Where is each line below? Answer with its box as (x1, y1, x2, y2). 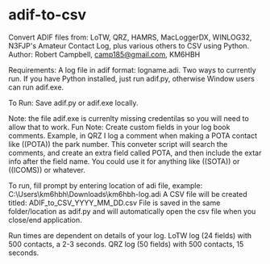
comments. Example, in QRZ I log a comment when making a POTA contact (8, 131, 258, 140)
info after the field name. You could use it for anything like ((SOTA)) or (8, 156, 240, 166)
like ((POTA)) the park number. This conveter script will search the (8, 139, 228, 149)
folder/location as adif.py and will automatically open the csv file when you (8, 206, 256, 216)
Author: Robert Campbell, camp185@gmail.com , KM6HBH (8, 49, 201, 59)
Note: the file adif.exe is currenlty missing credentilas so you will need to (8, 113, 250, 123)
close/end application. (8, 215, 82, 224)
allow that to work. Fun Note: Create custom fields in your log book (8, 122, 231, 132)
